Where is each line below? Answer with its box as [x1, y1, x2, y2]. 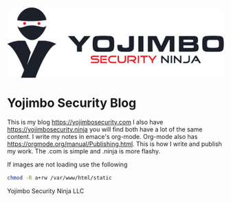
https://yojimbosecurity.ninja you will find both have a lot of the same [7, 125, 203, 134]
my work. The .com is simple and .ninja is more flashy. [7, 147, 160, 155]
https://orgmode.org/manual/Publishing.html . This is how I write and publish [7, 140, 222, 148]
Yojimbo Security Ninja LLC [7, 186, 85, 195]
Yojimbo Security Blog [7, 95, 137, 111]
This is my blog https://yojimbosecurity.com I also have [7, 118, 164, 126]
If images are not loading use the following [7, 160, 128, 168]
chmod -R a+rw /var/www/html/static [7, 174, 112, 181]
